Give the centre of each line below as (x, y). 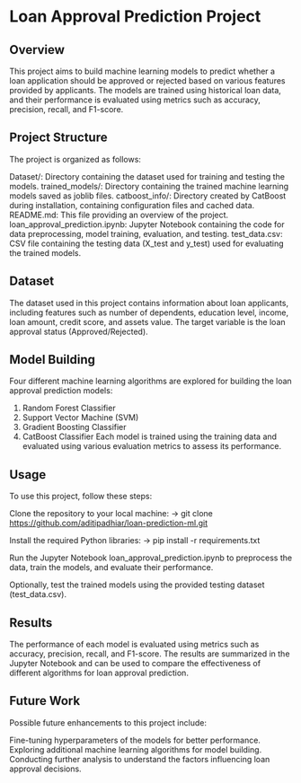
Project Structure (58, 138)
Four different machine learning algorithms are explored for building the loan (150, 381)
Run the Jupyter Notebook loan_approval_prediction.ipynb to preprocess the (151, 558)
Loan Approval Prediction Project (135, 17)
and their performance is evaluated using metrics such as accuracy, (135, 100)
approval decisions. (46, 769)
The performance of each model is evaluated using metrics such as (134, 645)
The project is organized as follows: (75, 159)
